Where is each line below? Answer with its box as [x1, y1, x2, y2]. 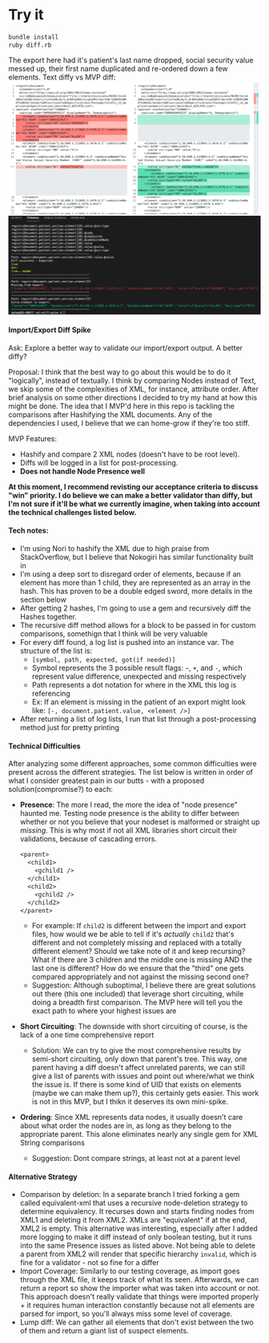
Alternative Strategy [8, 1171, 78, 1181]
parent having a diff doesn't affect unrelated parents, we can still [31, 1063, 246, 1073]
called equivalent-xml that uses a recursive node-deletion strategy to [19, 1198, 248, 1208]
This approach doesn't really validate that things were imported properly [19, 1292, 259, 1301]
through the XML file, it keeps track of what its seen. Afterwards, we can [19, 1275, 259, 1284]
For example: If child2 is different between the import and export [31, 921, 247, 931]
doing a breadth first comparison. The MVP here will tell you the [31, 997, 243, 1008]
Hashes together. [19, 612, 78, 621]
